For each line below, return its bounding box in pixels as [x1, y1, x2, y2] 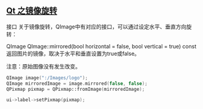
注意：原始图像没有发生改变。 [6, 62, 81, 70]
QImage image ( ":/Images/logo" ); [6, 74, 88, 81]
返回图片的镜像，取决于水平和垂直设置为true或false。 [6, 50, 141, 57]
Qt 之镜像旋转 [6, 5, 58, 16]
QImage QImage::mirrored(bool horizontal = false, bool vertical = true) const [6, 42, 197, 50]
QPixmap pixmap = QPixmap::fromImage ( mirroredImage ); [6, 86, 145, 92]
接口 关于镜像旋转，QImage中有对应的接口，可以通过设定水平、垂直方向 [6, 23, 187, 30]
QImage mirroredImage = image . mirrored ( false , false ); [6, 81, 148, 87]
